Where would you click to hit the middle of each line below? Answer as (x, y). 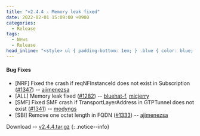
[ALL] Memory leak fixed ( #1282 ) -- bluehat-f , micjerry (82, 96)
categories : (21, 23)
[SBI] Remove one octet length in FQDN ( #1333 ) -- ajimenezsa (91, 115)
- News (20, 40)
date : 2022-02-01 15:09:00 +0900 (48, 17)
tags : (13, 34)
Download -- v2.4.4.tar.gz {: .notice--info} (58, 126)
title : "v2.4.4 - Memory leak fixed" (53, 12)
